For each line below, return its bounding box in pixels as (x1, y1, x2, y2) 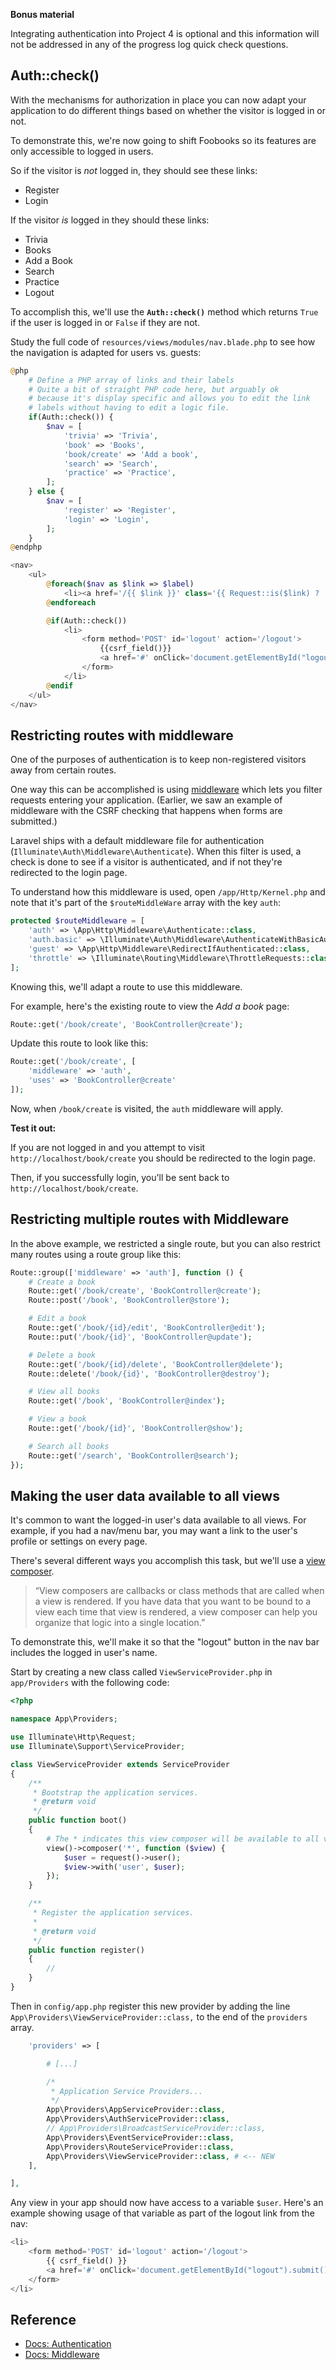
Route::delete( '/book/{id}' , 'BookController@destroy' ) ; (28, 1369, 271, 1379)
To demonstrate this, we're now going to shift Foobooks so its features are (10, 134, 317, 146)
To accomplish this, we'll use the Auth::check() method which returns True (10, 305, 319, 318)
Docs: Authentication (24, 2338, 112, 2350)
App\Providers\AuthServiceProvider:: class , (46, 2114, 230, 2124)
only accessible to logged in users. (10, 145, 154, 157)
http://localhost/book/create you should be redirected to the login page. (10, 1152, 317, 1164)
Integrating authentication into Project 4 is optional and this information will (10, 28, 320, 39)
